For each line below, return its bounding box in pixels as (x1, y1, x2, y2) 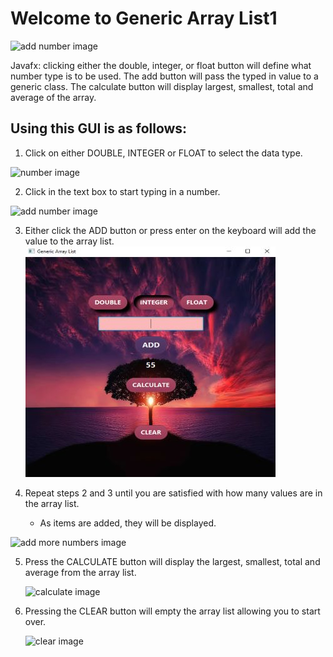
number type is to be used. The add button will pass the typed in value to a (10, 70, 319, 82)
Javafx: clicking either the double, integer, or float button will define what (10, 59, 312, 71)
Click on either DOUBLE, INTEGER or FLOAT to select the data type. (24, 147, 303, 159)
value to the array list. (24, 235, 115, 247)
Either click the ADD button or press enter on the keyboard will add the (24, 224, 317, 236)
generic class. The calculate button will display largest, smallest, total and (10, 80, 314, 92)
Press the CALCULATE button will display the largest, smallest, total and (24, 555, 321, 567)
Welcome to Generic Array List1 (10, 7, 278, 30)
